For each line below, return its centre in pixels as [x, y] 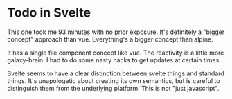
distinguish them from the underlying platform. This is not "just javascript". [113, 88]
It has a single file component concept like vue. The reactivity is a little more [116, 53]
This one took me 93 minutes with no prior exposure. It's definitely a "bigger [116, 32]
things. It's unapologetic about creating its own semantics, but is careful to [114, 80]
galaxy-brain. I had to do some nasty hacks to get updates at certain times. [114, 60]
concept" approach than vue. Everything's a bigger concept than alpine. [110, 39]
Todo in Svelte [49, 13]
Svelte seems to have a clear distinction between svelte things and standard [116, 73]
